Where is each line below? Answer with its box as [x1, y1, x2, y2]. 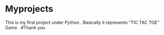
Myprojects [5, 3, 53, 15]
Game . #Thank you [5, 24, 45, 30]
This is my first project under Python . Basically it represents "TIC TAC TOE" [5, 19, 160, 25]
